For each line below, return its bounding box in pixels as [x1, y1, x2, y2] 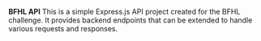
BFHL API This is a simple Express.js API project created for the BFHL [8, 7, 241, 16]
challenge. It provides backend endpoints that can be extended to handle [8, 15, 253, 25]
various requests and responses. [8, 24, 118, 33]
